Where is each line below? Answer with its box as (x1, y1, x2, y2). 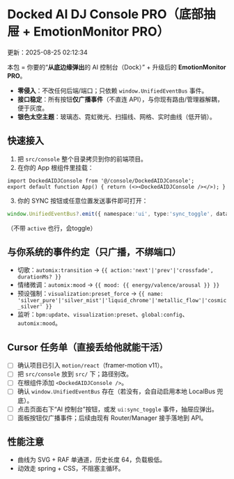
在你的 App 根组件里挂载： (17, 163, 94, 171)
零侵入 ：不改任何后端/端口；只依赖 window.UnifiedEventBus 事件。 (17, 86, 208, 95)
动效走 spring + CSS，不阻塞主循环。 (17, 464, 125, 473)
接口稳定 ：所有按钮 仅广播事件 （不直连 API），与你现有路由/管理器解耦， (17, 95, 224, 103)
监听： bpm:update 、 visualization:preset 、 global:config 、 (17, 311, 189, 319)
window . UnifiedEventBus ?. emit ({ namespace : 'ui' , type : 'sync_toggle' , (7, 210, 214, 217)
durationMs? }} (17, 274, 62, 281)
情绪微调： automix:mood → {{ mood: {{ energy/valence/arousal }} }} (17, 281, 220, 289)
